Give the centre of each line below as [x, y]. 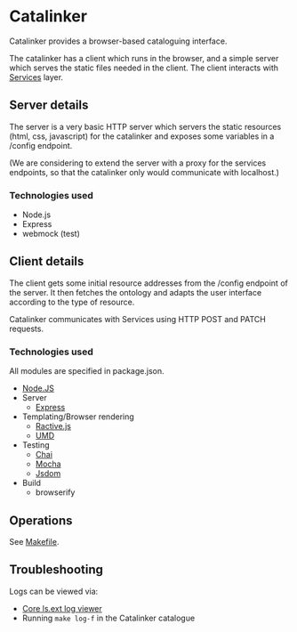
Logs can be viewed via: [54, 591]
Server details [49, 105]
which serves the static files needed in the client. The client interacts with [144, 68]
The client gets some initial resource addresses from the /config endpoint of [149, 283]
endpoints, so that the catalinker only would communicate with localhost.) [144, 172]
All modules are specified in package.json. [87, 371]
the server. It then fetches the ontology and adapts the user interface [136, 292]
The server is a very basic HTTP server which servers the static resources [145, 126]
